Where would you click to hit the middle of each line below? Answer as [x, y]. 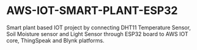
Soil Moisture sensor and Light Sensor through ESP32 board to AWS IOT [97, 34]
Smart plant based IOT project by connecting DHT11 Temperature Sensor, [99, 27]
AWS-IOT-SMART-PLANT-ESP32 [92, 11]
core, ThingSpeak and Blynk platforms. [55, 40]
